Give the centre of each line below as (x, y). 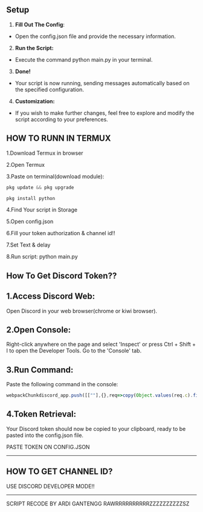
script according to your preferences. (62, 119)
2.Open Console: (39, 330)
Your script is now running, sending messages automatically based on (102, 83)
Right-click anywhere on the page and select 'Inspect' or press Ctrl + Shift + (101, 345)
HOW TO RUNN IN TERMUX (59, 138)
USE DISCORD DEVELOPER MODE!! (50, 486)
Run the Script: (34, 48)
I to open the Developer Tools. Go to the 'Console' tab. (74, 351)
